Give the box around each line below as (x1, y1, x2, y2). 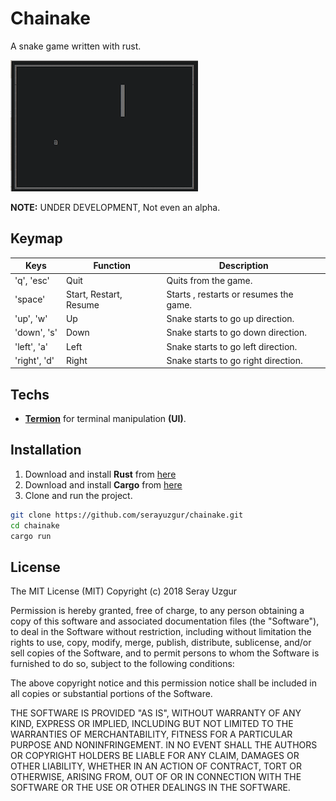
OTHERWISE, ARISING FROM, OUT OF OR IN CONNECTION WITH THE (10, 771, 302, 783)
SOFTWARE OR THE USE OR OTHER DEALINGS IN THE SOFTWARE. (10, 782, 291, 794)
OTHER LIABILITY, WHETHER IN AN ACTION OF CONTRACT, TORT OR (10, 760, 302, 772)
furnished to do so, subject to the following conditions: (10, 658, 235, 670)
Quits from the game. (166, 274, 253, 286)
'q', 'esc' (14, 274, 50, 286)
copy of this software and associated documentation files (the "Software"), (10, 615, 320, 627)
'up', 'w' (14, 313, 48, 324)
